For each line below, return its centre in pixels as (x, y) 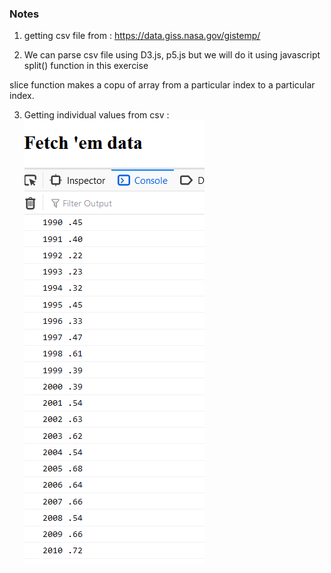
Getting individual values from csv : (96, 115)
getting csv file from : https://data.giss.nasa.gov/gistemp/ (142, 36)
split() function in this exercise (86, 66)
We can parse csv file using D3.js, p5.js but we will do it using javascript (172, 55)
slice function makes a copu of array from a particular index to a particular (162, 85)
